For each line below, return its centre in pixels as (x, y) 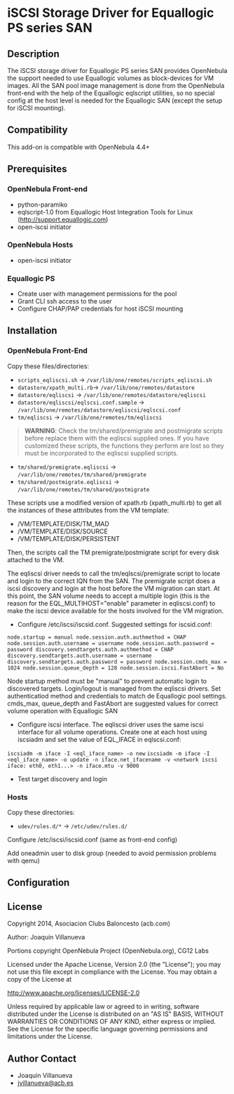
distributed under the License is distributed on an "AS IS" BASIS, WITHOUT (116, 1014)
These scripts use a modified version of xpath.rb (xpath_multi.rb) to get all (115, 502)
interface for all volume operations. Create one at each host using (112, 731)
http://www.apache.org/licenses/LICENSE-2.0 (74, 993)
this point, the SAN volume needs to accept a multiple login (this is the (109, 596)
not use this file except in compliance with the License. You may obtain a (112, 972)
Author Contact (42, 1059)
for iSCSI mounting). (36, 108)
